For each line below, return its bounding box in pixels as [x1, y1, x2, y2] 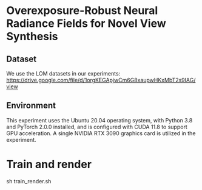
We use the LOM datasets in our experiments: [6, 70, 121, 77]
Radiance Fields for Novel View [6, 16, 166, 30]
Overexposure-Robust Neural [6, 4, 158, 18]
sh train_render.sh [6, 177, 52, 185]
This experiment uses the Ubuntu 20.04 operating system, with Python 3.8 [6, 116, 193, 124]
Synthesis [6, 30, 59, 43]
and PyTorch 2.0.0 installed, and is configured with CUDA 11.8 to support [6, 123, 188, 130]
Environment [6, 100, 56, 111]
